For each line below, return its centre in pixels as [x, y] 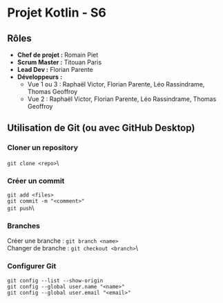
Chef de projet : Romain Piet [58, 55]
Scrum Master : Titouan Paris [59, 62]
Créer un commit [36, 181]
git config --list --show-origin [55, 281]
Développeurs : [40, 77]
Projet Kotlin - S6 [57, 13]
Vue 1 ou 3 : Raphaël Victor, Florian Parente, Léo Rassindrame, [116, 84]
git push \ [21, 208]
